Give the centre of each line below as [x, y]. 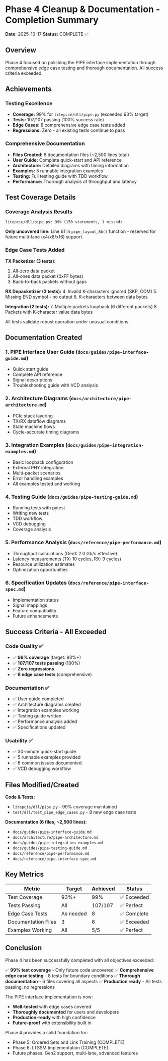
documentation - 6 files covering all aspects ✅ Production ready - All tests [83, 981]
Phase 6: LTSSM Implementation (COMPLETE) [60, 1047]
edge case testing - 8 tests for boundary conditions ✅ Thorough [73, 976]
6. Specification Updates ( [38, 583]
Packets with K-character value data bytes [49, 312]
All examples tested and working [46, 484]
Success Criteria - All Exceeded [56, 632]
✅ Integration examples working [46, 710]
